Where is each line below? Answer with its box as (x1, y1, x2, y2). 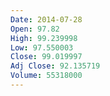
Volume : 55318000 (10, 71, 83, 81)
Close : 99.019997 (10, 52, 83, 62)
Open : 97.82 (10, 24, 60, 34)
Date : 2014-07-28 (10, 14, 83, 25)
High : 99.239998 (10, 33, 78, 43)
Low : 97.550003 (10, 42, 74, 53)
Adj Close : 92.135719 (10, 61, 101, 71)
